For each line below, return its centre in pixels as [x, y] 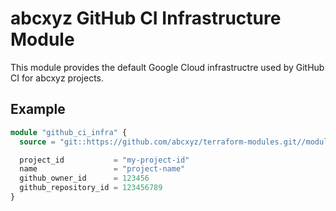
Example [38, 109]
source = [37, 142]
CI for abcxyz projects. [57, 78]
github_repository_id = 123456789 [91, 188]
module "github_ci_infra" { [69, 132]
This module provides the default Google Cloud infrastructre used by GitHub [167, 67]
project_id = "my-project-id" [104, 160]
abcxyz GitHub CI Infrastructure [146, 18]
